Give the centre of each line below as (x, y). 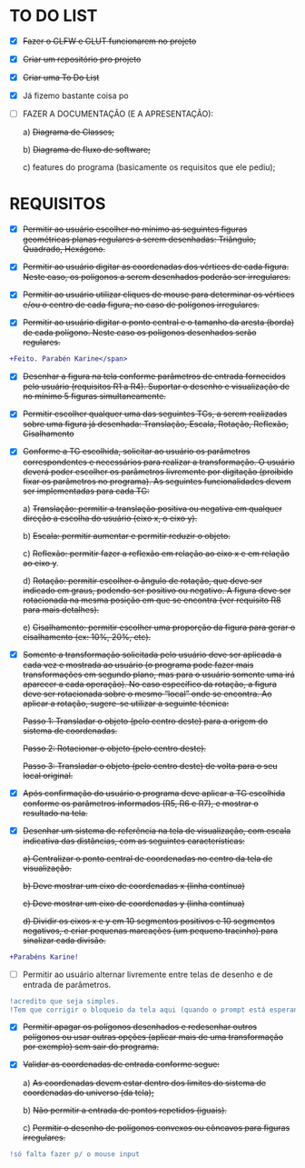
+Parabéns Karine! (44, 957)
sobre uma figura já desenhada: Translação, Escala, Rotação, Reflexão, (155, 424)
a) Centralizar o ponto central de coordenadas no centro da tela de (148, 858)
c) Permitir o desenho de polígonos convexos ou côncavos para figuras (156, 1127)
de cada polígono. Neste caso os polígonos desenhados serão (139, 333)
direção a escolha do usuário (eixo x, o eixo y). (110, 518)
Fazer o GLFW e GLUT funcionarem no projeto (109, 41)
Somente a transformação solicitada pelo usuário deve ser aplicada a (152, 654)
